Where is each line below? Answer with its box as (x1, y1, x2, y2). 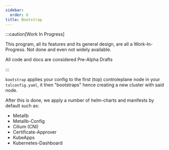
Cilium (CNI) (12, 124, 39, 130)
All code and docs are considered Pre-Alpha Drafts (5, 57, 113, 63)
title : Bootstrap (5, 17, 43, 22)
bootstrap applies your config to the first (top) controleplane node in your (5, 77, 160, 83)
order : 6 (10, 12, 29, 17)
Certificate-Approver (12, 129, 57, 135)
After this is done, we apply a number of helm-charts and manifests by (5, 97, 155, 103)
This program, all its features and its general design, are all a (5, 41, 133, 47)
